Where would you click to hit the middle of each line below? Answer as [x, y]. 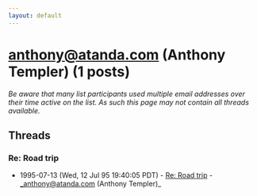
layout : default [35, 15]
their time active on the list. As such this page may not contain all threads [129, 102]
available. [25, 110]
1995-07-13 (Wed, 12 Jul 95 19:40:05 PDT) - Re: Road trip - [116, 175]
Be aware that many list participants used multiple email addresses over [127, 94]
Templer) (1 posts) [69, 71]
